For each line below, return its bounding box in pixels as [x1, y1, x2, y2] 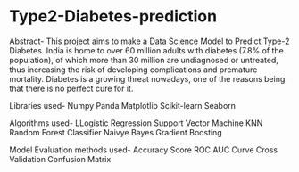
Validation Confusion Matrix [9, 153, 112, 164]
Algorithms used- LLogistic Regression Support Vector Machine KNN [9, 118, 263, 128]
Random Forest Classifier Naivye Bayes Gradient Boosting [9, 127, 222, 137]
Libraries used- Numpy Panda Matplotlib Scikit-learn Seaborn [9, 100, 237, 111]
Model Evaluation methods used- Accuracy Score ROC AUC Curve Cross [9, 144, 278, 155]
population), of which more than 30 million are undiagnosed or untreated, [9, 54, 279, 65]
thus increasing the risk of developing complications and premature [9, 64, 258, 75]
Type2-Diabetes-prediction [9, 6, 217, 27]
